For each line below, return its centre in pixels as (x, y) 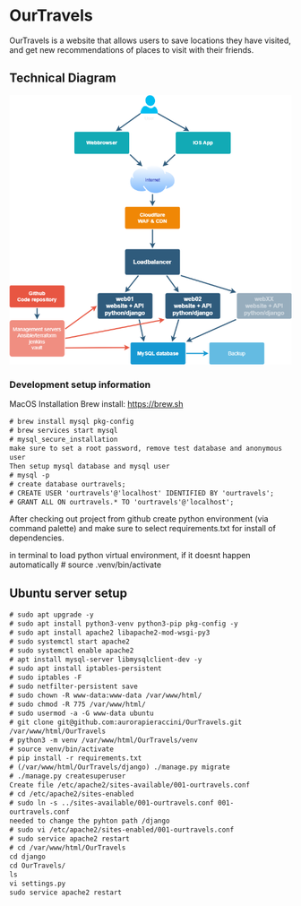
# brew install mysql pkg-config (72, 422)
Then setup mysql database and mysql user (90, 467)
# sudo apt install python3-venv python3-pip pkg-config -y (124, 624)
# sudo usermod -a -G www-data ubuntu (82, 713)
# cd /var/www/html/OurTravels (68, 848)
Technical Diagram (63, 78)
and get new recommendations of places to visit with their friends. (132, 49)
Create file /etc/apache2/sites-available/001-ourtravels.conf (130, 785)
